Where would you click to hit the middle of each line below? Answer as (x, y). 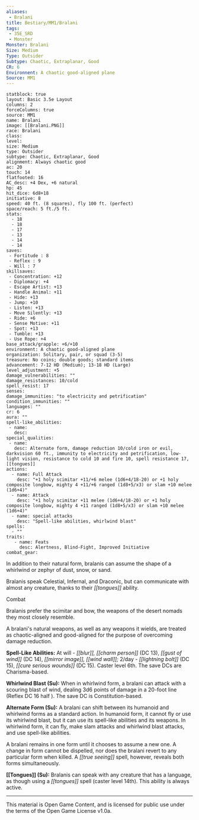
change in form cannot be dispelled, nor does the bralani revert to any (92, 751)
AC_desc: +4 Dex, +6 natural (42, 183)
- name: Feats (31, 542)
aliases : (17, 12)
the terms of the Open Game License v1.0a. (59, 811)
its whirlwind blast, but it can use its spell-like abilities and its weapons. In (96, 720)
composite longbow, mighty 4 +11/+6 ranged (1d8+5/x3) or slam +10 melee (99, 485)
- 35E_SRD (21, 34)
